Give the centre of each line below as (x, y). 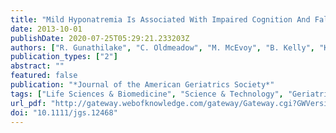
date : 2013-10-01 (46, 29)
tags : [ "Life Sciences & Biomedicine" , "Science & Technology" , (147, 94)
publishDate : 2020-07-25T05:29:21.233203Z (100, 38)
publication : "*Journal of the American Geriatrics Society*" (142, 85)
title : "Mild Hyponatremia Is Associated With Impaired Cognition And (160, 19)
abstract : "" (37, 66)
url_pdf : (28, 103)
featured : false (44, 76)
